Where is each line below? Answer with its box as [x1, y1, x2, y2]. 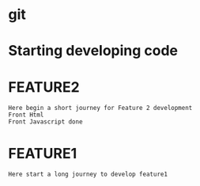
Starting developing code [8, 42, 179, 60]
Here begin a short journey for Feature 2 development [8, 104, 193, 112]
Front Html [8, 111, 44, 120]
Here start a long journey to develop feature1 [8, 170, 168, 179]
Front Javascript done [8, 118, 83, 126]
